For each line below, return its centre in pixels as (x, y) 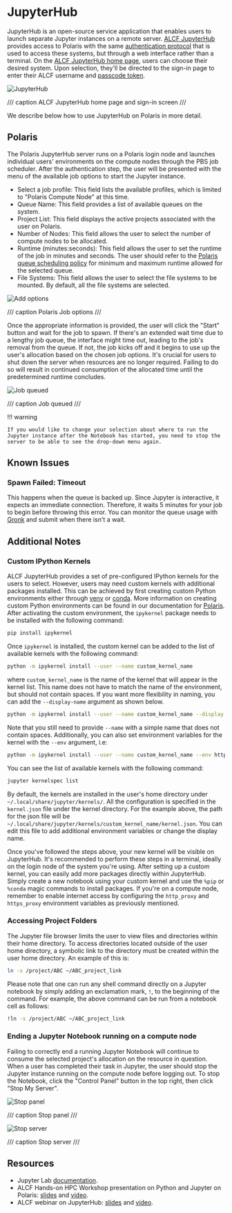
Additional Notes (44, 541)
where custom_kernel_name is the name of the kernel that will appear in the (113, 680)
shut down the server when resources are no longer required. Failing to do (113, 362)
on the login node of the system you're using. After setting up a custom (108, 866)
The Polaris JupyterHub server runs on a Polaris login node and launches (111, 154)
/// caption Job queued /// (44, 403)
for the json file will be (39, 816)
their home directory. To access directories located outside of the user (107, 943)
